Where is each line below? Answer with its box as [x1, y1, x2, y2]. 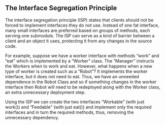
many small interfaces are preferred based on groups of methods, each [5, 27, 150, 33]
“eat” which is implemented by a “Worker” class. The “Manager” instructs [5, 58, 154, 63]
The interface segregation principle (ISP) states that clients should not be [5, 17, 154, 23]
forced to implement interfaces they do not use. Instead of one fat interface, [5, 22, 160, 28]
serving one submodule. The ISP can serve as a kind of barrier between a [5, 32, 155, 38]
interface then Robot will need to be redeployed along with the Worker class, [5, 84, 161, 90]
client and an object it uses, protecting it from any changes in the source [5, 38, 152, 44]
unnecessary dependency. [5, 114, 59, 120]
